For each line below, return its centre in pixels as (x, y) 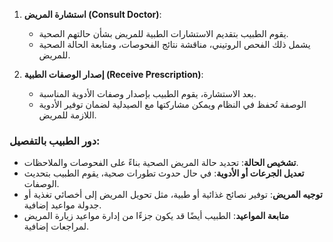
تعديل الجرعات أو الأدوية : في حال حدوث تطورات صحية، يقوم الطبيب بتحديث (164, 173)
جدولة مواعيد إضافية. (62, 205)
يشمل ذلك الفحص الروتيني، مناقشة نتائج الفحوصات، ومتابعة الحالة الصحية (174, 44)
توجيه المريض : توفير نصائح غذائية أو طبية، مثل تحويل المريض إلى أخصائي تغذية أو (173, 195)
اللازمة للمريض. (67, 115)
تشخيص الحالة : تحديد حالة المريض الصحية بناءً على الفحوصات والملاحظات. (161, 163)
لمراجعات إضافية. (56, 226)
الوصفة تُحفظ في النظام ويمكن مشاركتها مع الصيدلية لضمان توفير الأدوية (172, 104)
